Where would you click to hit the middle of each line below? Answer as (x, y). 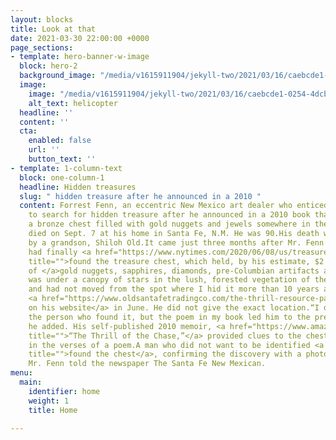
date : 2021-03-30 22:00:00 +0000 (80, 38)
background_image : (58, 76)
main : (31, 382)
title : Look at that (53, 29)
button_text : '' (62, 159)
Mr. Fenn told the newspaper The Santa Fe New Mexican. (147, 364)
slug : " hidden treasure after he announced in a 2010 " (140, 196)
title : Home (53, 410)
